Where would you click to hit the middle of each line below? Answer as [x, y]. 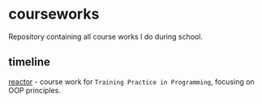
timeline [30, 62]
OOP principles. [34, 90]
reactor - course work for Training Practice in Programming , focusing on [131, 81]
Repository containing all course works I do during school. [105, 36]
